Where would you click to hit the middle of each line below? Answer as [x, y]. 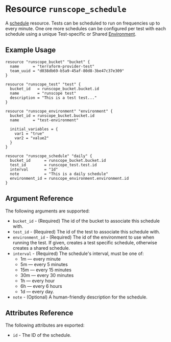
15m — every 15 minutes [46, 270]
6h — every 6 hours [41, 286]
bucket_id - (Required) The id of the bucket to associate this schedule [86, 221]
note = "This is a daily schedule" [59, 174]
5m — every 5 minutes [44, 264]
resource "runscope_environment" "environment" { [59, 111]
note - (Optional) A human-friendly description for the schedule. [80, 297]
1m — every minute [41, 259]
